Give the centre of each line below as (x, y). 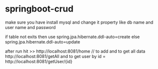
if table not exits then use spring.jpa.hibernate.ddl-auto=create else (72, 37)
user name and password (30, 27)
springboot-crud (39, 9)
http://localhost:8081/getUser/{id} (39, 61)
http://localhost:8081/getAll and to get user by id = (55, 56)
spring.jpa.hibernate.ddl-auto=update (43, 41)
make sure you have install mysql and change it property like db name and (79, 22)
